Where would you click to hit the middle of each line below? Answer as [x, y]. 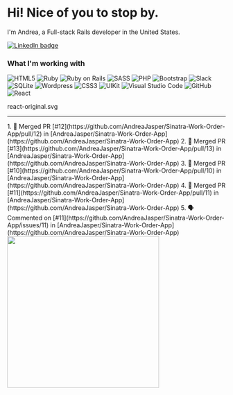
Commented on [29, 218]
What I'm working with [46, 63]
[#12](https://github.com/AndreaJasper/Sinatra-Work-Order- [138, 127]
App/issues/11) [28, 225]
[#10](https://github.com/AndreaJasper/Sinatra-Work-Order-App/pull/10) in [114, 170]
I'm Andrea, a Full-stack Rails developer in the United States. [94, 32]
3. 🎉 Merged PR [203, 164]
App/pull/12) [25, 134]
